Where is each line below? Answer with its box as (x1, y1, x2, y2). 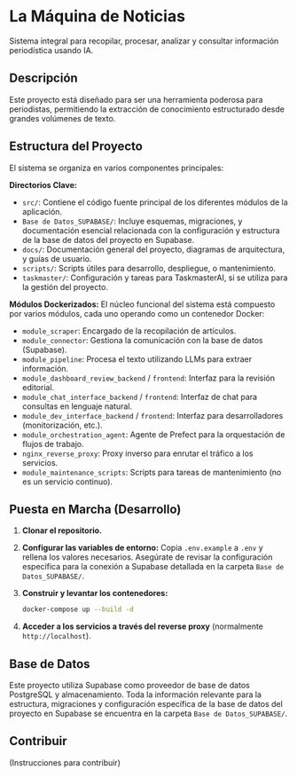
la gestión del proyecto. (21, 281, 109, 292)
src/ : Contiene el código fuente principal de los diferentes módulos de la (21, 197, 288, 208)
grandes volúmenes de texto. (9, 113, 116, 123)
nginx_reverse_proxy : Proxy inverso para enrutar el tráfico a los (21, 448, 254, 459)
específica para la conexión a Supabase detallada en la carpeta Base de (21, 561, 285, 572)
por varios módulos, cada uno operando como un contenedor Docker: (9, 308, 265, 318)
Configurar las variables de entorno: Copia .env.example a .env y (21, 543, 263, 553)
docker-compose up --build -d (21, 605, 135, 614)
